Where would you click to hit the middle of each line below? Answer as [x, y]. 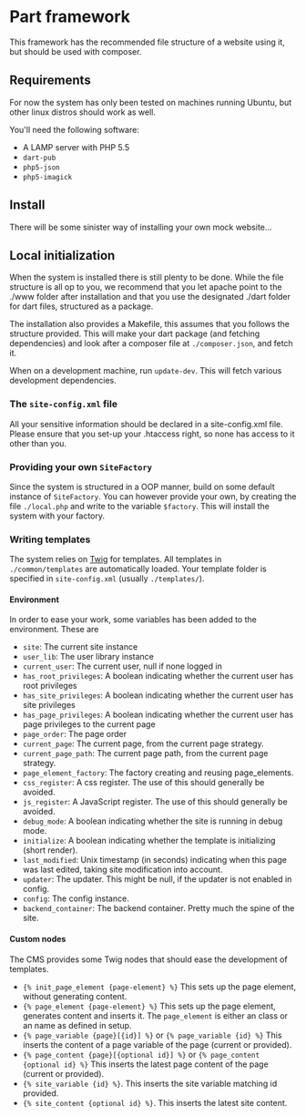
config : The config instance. [76, 898]
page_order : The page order [75, 734]
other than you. [38, 443]
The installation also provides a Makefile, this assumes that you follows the [149, 324]
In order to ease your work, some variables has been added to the [133, 620]
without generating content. [75, 996]
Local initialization [62, 256]
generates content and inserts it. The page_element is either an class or [155, 1015]
